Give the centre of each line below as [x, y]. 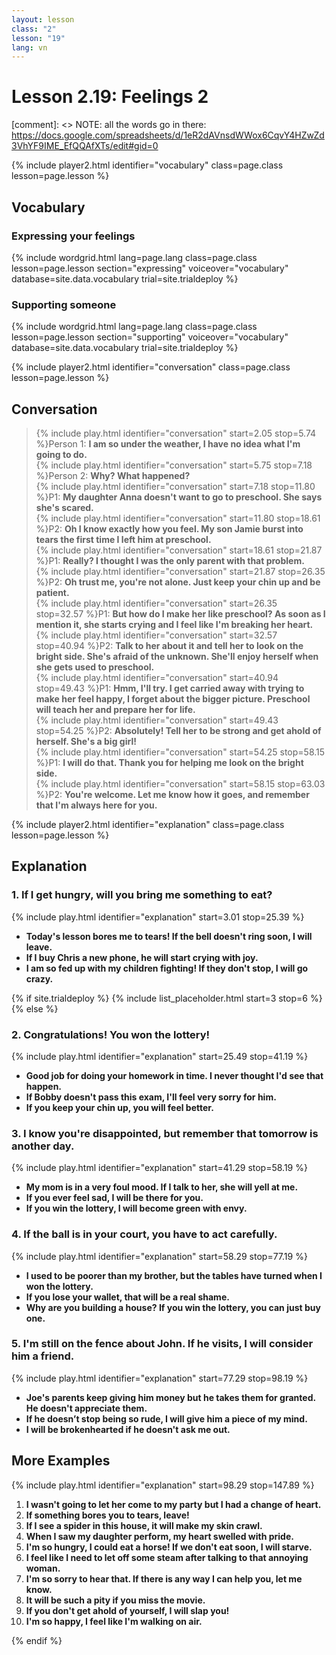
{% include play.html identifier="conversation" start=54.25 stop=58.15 [180, 752]
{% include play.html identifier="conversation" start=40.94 [157, 677]
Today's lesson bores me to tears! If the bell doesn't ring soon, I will [169, 936]
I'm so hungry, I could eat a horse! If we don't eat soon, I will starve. [169, 1547]
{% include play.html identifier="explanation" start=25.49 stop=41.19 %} [160, 1056]
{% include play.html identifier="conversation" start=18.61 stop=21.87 [179, 550]
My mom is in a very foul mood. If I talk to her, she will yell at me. [162, 1187]
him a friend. [43, 1356]
